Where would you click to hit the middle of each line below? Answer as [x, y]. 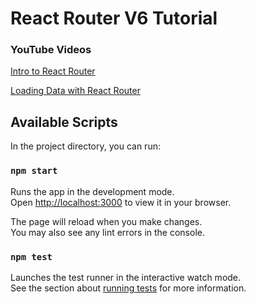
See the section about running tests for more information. [128, 288]
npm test [31, 256]
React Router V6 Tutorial [114, 18]
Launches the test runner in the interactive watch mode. [126, 277]
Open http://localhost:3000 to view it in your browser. [121, 202]
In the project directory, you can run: [85, 146]
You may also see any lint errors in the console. [107, 232]
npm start [34, 171]
